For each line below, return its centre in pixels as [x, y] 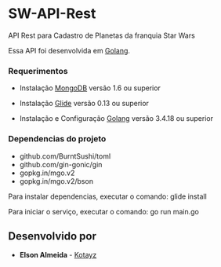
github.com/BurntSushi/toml [65, 156]
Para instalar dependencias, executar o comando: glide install [108, 196]
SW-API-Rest [52, 14]
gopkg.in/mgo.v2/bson [56, 181]
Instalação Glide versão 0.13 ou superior [84, 104]
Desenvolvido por [52, 236]
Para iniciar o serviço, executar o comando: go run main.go [104, 211]
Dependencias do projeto [57, 139]
